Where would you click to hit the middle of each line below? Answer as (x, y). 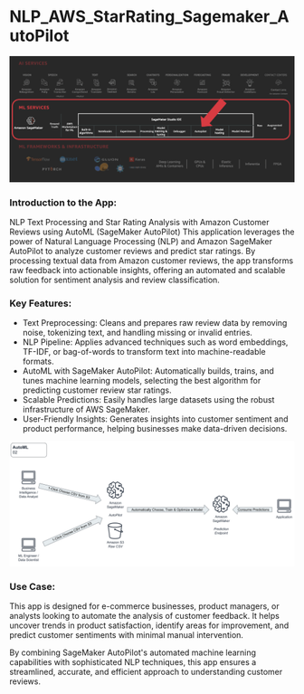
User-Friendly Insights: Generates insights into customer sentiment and (155, 419)
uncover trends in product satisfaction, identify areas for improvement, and (149, 625)
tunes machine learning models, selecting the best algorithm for (142, 381)
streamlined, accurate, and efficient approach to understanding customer (146, 672)
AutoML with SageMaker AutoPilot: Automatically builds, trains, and (148, 371)
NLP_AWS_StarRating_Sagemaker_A (149, 17)
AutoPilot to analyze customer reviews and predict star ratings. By (133, 252)
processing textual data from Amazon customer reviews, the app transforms (152, 261)
